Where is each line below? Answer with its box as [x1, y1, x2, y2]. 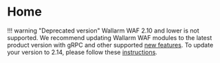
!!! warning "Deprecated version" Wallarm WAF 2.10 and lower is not [7, 26, 199, 35]
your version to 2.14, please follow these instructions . [7, 48, 158, 56]
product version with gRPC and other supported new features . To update [7, 41, 214, 49]
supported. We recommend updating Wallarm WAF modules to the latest [7, 33, 212, 41]
